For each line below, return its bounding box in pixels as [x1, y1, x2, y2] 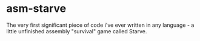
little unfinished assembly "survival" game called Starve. [6, 27, 147, 34]
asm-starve [6, 2, 67, 15]
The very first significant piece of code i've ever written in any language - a [6, 21, 195, 29]
